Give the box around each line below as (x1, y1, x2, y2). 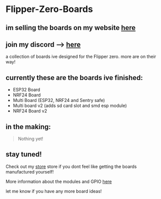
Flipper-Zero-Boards (5, 3, 93, 15)
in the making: (5, 122, 51, 131)
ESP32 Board (12, 86, 40, 93)
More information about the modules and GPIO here (5, 178, 112, 184)
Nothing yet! (17, 136, 44, 142)
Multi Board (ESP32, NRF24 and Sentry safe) (12, 97, 105, 103)
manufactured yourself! (5, 168, 54, 174)
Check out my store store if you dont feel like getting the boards (5, 163, 137, 169)
